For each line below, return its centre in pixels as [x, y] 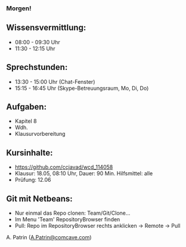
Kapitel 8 [26, 121]
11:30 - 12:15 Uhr [35, 48]
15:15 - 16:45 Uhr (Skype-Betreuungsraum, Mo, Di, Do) [82, 88]
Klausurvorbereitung [40, 134]
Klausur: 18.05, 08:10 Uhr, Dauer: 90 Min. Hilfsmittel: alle [84, 173]
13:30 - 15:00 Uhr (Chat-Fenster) [55, 81]
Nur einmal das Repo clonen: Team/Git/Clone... [72, 213]
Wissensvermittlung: [46, 28]
